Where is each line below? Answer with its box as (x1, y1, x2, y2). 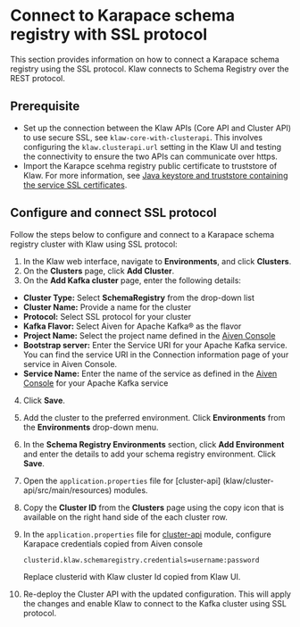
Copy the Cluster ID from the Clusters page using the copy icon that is (22, 502, 285, 513)
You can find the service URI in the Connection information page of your (22, 349, 289, 360)
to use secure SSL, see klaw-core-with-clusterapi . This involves (22, 131, 262, 143)
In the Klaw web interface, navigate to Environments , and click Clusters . (22, 255, 292, 266)
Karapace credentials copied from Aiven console (22, 538, 204, 549)
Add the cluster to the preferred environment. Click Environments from (22, 412, 286, 422)
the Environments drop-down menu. (22, 422, 159, 432)
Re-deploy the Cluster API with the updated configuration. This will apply (22, 589, 291, 599)
